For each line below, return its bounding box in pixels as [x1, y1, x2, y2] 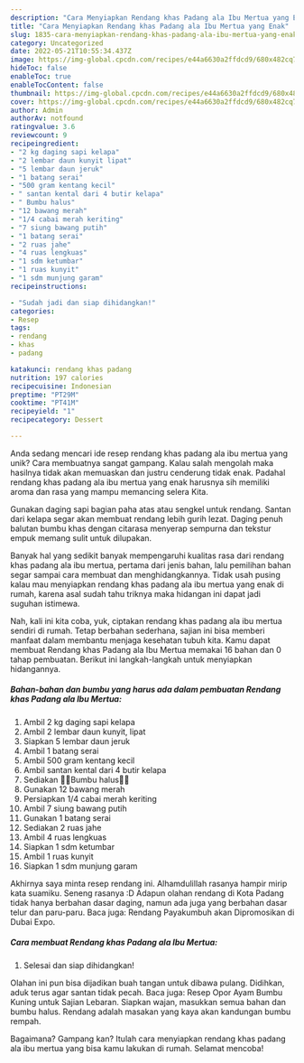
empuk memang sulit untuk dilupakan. [10, 532, 152, 543]
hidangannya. [10, 663, 61, 674]
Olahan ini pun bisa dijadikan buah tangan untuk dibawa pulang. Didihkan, [10, 977, 285, 988]
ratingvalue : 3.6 [10, 123, 76, 132]
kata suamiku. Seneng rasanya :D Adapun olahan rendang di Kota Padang [10, 887, 285, 899]
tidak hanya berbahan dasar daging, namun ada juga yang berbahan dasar [10, 897, 288, 908]
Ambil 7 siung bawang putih [23, 803, 127, 814]
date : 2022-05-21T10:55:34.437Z [10, 47, 132, 56]
